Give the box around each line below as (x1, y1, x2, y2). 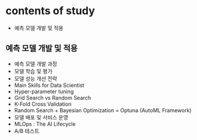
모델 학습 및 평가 (14, 67, 53, 74)
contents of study (5, 4, 96, 18)
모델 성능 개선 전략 (14, 75, 58, 82)
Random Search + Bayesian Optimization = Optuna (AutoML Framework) (14, 106, 192, 113)
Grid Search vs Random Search (14, 94, 91, 101)
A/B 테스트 (14, 127, 40, 134)
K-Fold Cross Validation (14, 100, 72, 108)
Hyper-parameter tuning (14, 87, 74, 95)
